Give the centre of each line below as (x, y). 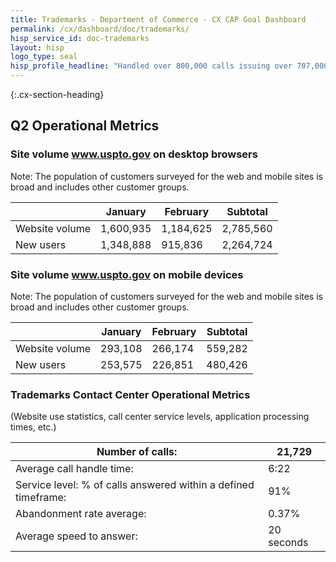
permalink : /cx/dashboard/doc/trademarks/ (100, 29)
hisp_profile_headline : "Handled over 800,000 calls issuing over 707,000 (169, 66)
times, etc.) (33, 427)
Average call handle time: (74, 469)
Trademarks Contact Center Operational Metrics (130, 394)
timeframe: (41, 498)
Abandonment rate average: (81, 514)
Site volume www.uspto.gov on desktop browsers (134, 154)
